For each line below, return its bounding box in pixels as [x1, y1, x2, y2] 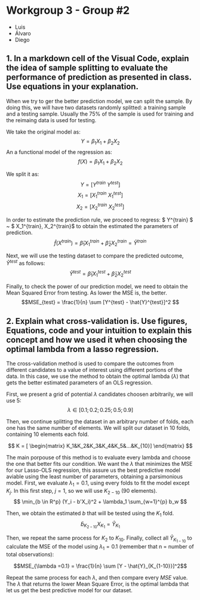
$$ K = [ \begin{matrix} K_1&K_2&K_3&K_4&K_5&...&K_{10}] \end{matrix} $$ [8, 443, 193, 450]
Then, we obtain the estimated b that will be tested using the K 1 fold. [6, 510, 174, 518]
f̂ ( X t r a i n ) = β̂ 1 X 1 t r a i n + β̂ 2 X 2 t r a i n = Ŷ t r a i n [54, 238, 147, 248]
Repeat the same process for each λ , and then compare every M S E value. [6, 574, 188, 581]
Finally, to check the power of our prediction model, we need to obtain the [6, 283, 188, 290]
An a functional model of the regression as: [6, 148, 112, 156]
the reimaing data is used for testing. [6, 116, 97, 123]
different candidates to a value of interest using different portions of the [6, 366, 183, 374]
